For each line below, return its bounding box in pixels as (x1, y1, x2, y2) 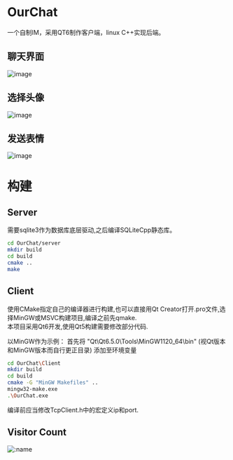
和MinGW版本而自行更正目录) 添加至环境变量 (7, 345, 137, 354)
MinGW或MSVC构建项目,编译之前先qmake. (13, 313, 137, 322)
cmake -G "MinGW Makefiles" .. (7, 379, 99, 387)
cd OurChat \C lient (7, 359, 61, 367)
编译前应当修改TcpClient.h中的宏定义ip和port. (7, 405, 139, 414)
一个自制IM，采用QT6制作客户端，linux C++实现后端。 (7, 28, 165, 36)
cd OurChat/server (7, 240, 61, 247)
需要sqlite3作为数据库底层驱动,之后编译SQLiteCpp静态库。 (7, 226, 176, 234)
